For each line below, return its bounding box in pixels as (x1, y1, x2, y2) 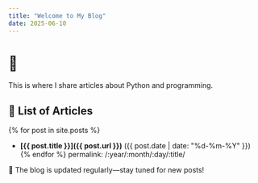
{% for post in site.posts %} (8, 126, 101, 135)
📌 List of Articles (8, 104, 94, 118)
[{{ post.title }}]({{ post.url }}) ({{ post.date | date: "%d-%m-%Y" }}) (19, 141, 252, 151)
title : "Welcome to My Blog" (8, 11, 106, 20)
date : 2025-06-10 (8, 19, 67, 27)
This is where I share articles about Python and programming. (8, 81, 214, 90)
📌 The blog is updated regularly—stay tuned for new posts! (8, 165, 205, 175)
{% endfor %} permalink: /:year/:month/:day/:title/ (19, 150, 185, 160)
